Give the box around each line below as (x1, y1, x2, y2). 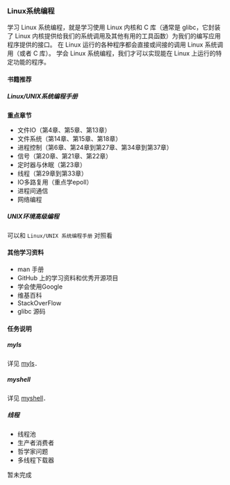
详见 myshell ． (7, 393, 50, 402)
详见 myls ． (7, 359, 41, 367)
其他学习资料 (7, 248, 44, 257)
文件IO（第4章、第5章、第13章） (17, 126, 111, 134)
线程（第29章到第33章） (17, 169, 88, 178)
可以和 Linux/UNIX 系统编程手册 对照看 (7, 231, 113, 239)
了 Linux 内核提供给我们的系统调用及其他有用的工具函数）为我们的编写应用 (7, 32, 221, 40)
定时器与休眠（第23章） (17, 160, 86, 169)
